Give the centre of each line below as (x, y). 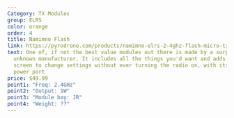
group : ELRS (24, 20)
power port (29, 71)
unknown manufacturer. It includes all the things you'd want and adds (120, 59)
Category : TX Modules (39, 14)
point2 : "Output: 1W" (39, 91)
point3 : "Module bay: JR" (45, 98)
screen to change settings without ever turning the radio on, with (115, 65)
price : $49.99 (28, 78)
